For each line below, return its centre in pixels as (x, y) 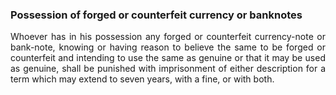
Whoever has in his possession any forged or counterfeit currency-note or (168, 37)
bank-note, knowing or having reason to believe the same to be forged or (168, 47)
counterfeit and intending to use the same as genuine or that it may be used (168, 58)
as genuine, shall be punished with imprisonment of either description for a (168, 69)
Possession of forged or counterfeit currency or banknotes (156, 15)
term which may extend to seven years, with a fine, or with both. (142, 79)
